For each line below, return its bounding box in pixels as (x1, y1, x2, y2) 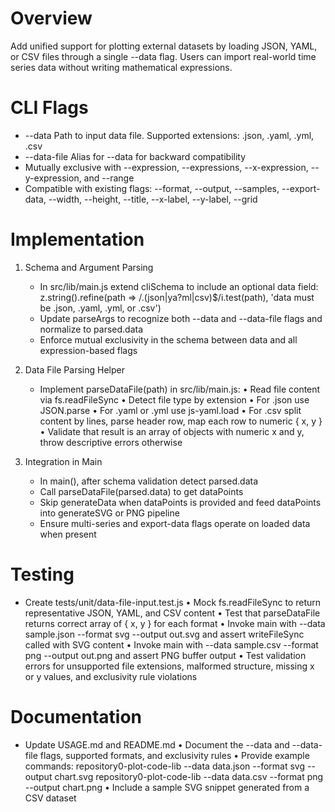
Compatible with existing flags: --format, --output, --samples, (24, 182, 280, 194)
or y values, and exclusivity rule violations (24, 670, 198, 682)
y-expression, (24, 172, 82, 184)
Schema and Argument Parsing (24, 261, 154, 273)
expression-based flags (39, 344, 138, 356)
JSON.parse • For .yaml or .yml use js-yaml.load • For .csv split (39, 404, 302, 416)
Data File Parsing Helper (24, 363, 125, 376)
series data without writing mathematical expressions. (10, 61, 233, 73)
